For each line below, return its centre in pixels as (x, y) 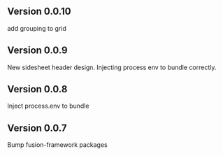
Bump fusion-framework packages (58, 145)
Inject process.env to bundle (48, 106)
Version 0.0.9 (37, 51)
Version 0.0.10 (39, 12)
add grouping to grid (37, 28)
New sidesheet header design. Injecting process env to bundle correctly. (112, 67)
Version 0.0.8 (37, 89)
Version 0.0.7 (37, 128)
